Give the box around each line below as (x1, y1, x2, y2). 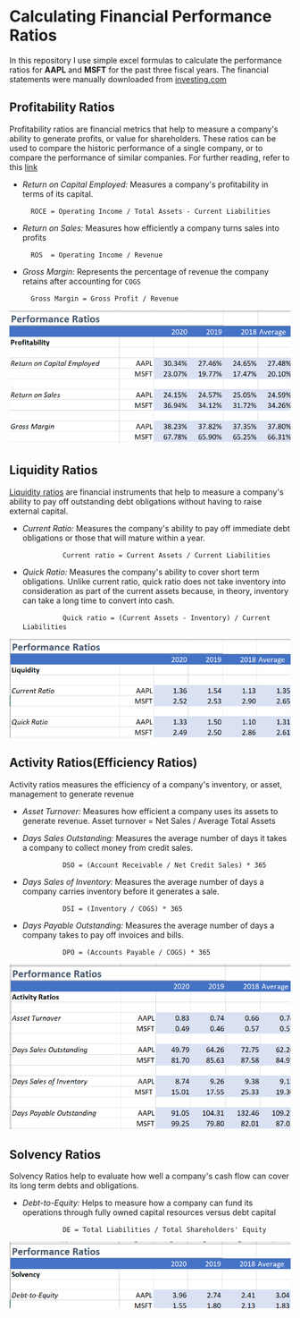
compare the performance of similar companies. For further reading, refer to (9, 152, 290, 163)
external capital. (9, 506, 69, 516)
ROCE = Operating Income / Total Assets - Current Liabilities (30, 207, 271, 216)
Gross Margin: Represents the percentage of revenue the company (21, 266, 270, 276)
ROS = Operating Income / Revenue (30, 251, 163, 259)
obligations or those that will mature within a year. (21, 532, 205, 543)
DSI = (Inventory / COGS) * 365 (62, 904, 183, 914)
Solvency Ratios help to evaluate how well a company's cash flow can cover (9, 1170, 290, 1182)
